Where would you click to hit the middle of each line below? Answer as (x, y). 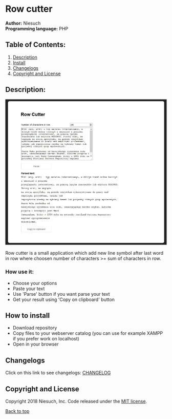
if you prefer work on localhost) (46, 339)
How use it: (20, 272)
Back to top (17, 411)
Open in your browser (36, 344)
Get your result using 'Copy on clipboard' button (64, 299)
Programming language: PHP (37, 28)
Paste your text (29, 289)
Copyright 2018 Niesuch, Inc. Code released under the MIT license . (76, 402)
